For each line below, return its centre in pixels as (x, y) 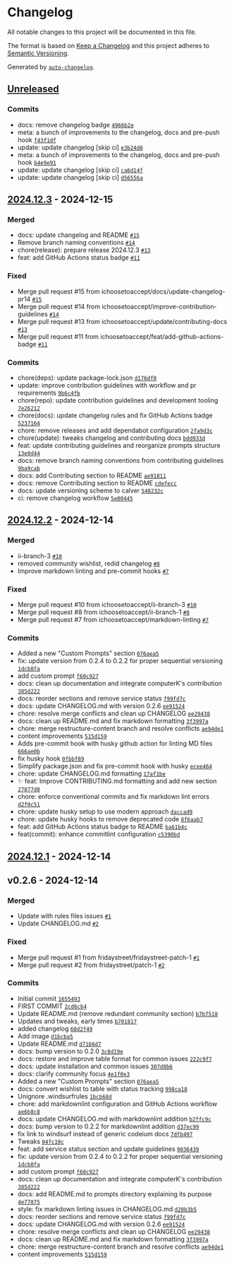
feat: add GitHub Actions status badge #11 (79, 258)
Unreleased (33, 89)
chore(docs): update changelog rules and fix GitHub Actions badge (115, 415)
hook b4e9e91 (37, 162)
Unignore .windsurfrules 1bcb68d (64, 1096)
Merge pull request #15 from (58, 291)
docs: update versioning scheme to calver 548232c (91, 490)
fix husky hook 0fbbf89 (51, 758)
